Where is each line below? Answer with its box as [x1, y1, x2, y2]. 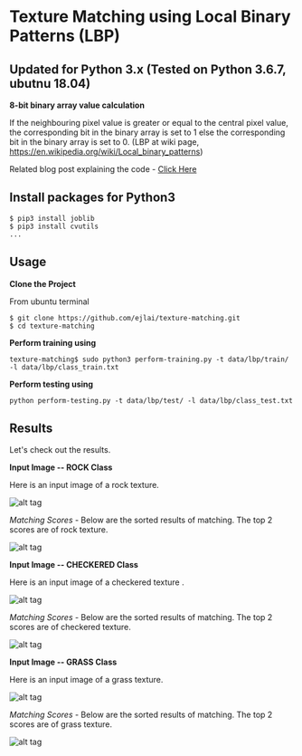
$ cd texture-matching [9, 321, 95, 330]
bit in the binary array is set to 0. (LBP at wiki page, [9, 137, 200, 147]
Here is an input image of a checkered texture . [9, 577, 184, 588]
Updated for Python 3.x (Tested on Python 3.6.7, [9, 62, 287, 77]
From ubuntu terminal [9, 296, 90, 307]
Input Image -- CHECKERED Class [9, 560, 138, 570]
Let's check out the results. [9, 445, 111, 455]
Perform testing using [9, 378, 93, 389]
